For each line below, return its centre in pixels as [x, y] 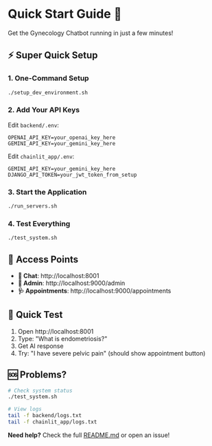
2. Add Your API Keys [44, 110]
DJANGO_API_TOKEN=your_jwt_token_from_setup [72, 175]
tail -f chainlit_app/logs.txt [52, 422]
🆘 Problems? [37, 375]
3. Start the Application [47, 192]
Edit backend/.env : [33, 125]
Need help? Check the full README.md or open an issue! [89, 435]
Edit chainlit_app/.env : [41, 156]
